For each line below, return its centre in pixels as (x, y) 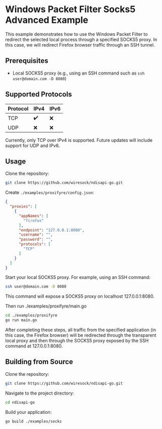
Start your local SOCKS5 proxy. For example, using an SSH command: (78, 278)
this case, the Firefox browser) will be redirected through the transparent (81, 335)
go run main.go (21, 320)
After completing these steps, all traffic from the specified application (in (81, 330)
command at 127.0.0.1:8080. (34, 346)
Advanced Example (47, 20)
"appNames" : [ (34, 216)
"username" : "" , (36, 235)
